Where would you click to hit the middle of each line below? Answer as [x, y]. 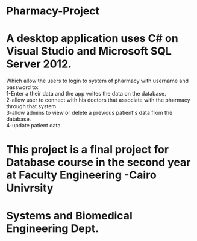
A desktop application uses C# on [92, 39]
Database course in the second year [98, 163]
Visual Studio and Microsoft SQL [89, 51]
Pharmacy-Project [53, 11]
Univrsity [30, 188]
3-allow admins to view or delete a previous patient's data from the [89, 113]
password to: [23, 87]
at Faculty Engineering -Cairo [81, 175]
